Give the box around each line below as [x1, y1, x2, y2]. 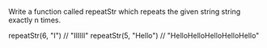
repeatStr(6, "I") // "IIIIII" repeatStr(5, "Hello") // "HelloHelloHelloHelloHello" [8, 31, 260, 40]
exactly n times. [8, 15, 61, 25]
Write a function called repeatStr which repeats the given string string [8, 7, 241, 16]
